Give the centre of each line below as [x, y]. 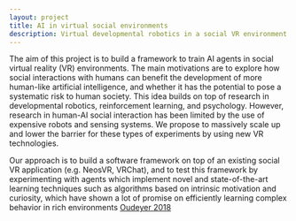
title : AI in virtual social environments [89, 26]
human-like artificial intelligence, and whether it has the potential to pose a [145, 87]
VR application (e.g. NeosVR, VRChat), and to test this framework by [134, 170]
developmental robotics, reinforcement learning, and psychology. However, [147, 106]
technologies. [34, 143]
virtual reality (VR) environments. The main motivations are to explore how [144, 68]
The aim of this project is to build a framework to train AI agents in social [141, 59]
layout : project [39, 17]
